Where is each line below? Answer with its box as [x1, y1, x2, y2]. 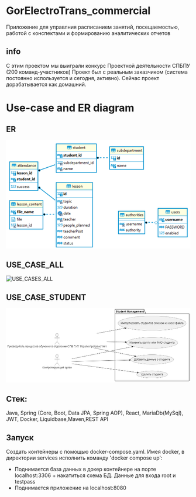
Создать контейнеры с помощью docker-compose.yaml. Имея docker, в [6, 448, 185, 455]
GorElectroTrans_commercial [6, 4, 151, 18]
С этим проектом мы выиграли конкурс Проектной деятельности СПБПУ [6, 62, 190, 69]
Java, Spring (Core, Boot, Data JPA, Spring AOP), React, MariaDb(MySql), [6, 409, 183, 416]
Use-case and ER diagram [6, 101, 135, 115]
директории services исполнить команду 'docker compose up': [6, 454, 163, 461]
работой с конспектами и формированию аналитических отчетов [6, 29, 171, 36]
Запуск [6, 433, 34, 443]
